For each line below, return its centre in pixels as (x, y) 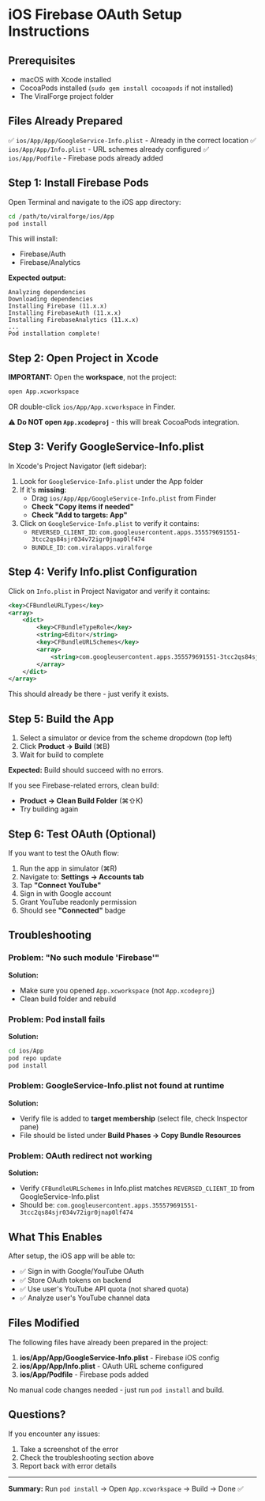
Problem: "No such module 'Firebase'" (84, 958)
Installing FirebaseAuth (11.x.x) (65, 313)
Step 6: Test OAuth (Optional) (82, 834)
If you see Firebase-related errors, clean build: (84, 785)
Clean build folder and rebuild (68, 999)
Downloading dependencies (50, 299)
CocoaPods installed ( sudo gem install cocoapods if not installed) (127, 88)
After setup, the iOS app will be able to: (72, 1256)
